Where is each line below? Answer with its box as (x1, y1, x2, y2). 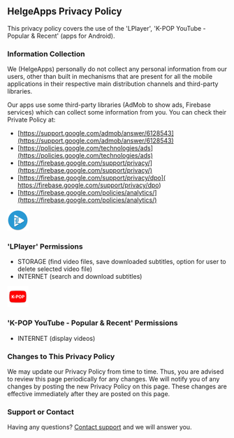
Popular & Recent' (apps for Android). (7, 31, 115, 40)
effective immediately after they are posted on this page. (7, 390, 170, 397)
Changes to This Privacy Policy (7, 351, 115, 361)
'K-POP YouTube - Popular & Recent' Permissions (7, 318, 178, 328)
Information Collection (7, 49, 85, 59)
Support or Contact (7, 407, 75, 416)
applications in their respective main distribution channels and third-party (7, 80, 219, 88)
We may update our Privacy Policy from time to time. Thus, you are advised (7, 367, 224, 376)
